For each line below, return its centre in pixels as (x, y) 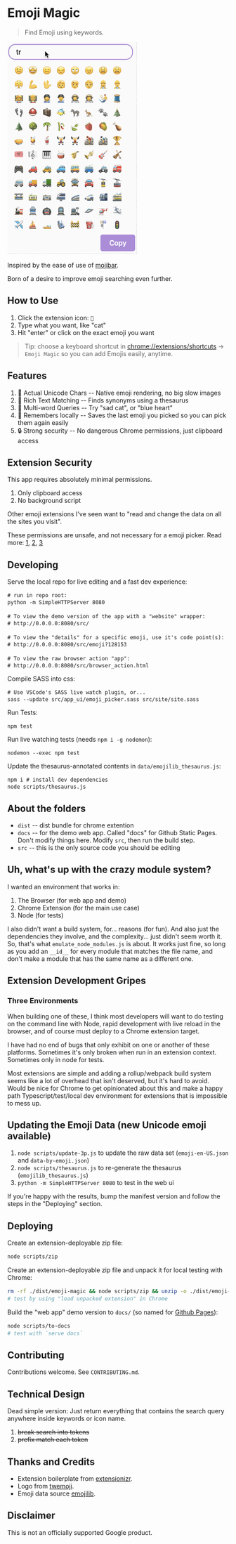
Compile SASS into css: (41, 679)
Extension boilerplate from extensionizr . (75, 1478)
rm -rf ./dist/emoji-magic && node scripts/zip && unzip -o (97, 1291)
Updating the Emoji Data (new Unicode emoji (107, 1125)
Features (27, 376)
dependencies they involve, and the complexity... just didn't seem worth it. (115, 936)
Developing (33, 564)
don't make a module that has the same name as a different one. (100, 959)
